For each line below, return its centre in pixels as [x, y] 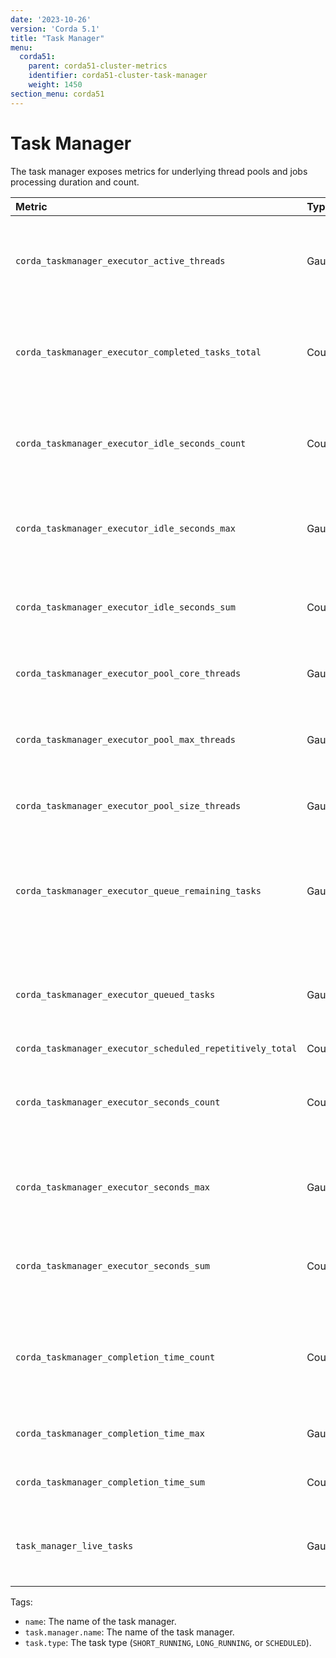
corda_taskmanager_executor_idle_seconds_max [125, 528]
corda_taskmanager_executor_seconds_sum [112, 1265]
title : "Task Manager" [57, 38]
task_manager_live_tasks [74, 1545]
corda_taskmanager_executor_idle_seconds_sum [125, 607]
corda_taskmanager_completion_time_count [115, 1357]
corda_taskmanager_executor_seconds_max [112, 1187]
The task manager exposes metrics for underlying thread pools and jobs [159, 171]
